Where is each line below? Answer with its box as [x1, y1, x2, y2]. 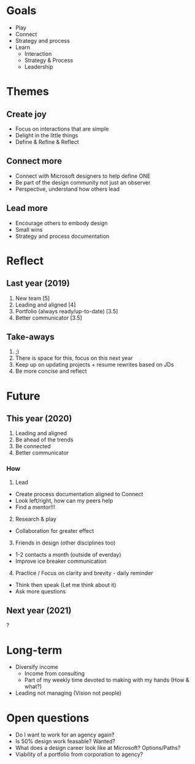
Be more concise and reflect [15, 367, 87, 375]
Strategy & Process [24, 56, 74, 64]
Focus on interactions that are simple [15, 125, 109, 132]
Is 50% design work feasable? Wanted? [15, 738, 115, 745]
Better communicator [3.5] [15, 314, 83, 321]
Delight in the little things [15, 131, 78, 139]
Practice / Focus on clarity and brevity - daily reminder [15, 569, 153, 576]
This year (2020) [6, 413, 72, 424]
